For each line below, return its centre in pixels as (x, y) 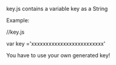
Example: (18, 20)
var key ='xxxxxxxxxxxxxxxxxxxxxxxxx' (56, 44)
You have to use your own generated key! (58, 55)
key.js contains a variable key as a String (57, 9)
